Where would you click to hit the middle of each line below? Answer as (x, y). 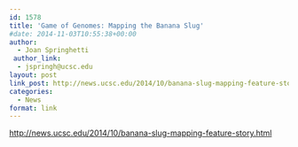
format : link (33, 108)
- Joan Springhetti (53, 50)
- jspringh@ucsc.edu (55, 67)
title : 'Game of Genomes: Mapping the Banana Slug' (106, 26)
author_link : (37, 58)
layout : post (33, 75)
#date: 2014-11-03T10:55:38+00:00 (73, 34)
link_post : (29, 83)
